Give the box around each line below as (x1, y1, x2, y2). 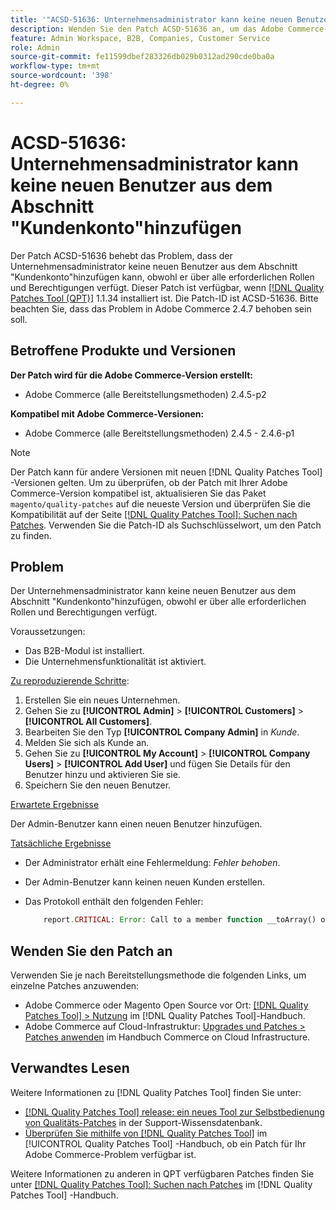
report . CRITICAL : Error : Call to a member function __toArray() (43, 915, 317, 925)
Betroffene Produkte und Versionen (10, 342, 237, 360)
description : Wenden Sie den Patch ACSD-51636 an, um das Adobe (10, 24, 284, 34)
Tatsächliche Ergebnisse (10, 837, 112, 850)
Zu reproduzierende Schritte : (10, 675, 130, 687)
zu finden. (10, 529, 52, 541)
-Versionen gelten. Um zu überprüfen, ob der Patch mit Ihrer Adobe (10, 476, 288, 488)
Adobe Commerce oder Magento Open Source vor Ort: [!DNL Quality (24, 999, 309, 1011)
